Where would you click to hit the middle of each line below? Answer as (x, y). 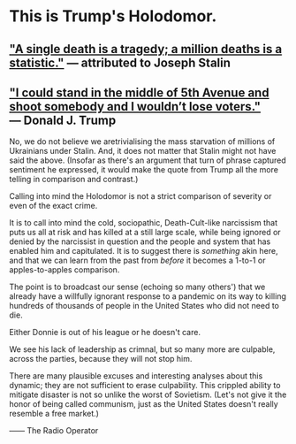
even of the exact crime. (53, 206)
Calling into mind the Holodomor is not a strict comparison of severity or (140, 196)
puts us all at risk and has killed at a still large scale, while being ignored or (145, 233)
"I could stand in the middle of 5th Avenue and (139, 92)
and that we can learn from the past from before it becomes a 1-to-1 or (137, 260)
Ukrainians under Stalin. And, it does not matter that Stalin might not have (143, 151)
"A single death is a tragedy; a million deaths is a (146, 49)
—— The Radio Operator (54, 431)
